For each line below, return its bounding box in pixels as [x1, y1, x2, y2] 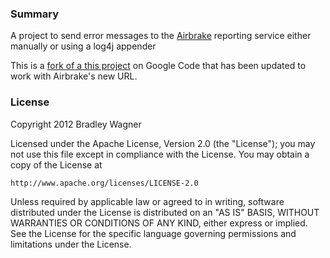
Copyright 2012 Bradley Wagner [10, 118, 142, 130]
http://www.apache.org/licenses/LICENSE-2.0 [10, 178, 199, 188]
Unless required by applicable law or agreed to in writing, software [10, 195, 285, 207]
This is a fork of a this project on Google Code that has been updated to [10, 60, 307, 72]
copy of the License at [10, 158, 103, 171]
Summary [10, 7, 60, 21]
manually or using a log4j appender [10, 40, 157, 52]
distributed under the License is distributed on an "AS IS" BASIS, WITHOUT [10, 206, 320, 218]
